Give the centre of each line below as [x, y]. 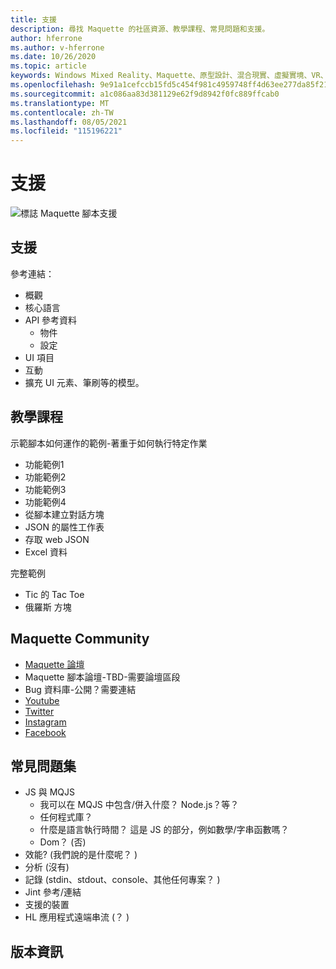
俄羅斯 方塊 [48, 607]
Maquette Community [80, 639]
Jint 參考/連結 [53, 892]
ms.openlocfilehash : [53, 85]
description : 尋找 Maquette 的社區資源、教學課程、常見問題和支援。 [140, 29]
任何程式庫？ [66, 817]
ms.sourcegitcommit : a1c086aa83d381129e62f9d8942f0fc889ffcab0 [145, 94]
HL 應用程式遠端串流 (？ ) [77, 917]
